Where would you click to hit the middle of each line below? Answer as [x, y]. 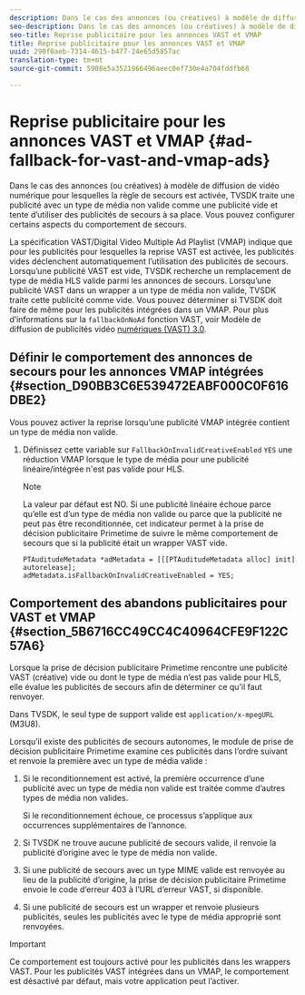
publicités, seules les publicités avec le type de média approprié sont [152, 917]
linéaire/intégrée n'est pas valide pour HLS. [103, 469]
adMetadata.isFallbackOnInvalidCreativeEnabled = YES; [128, 575]
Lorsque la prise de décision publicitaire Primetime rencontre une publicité [148, 668]
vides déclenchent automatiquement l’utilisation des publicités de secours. [149, 261]
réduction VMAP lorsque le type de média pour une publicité [136, 459]
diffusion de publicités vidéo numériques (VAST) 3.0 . [108, 329]
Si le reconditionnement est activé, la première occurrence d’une [143, 778]
